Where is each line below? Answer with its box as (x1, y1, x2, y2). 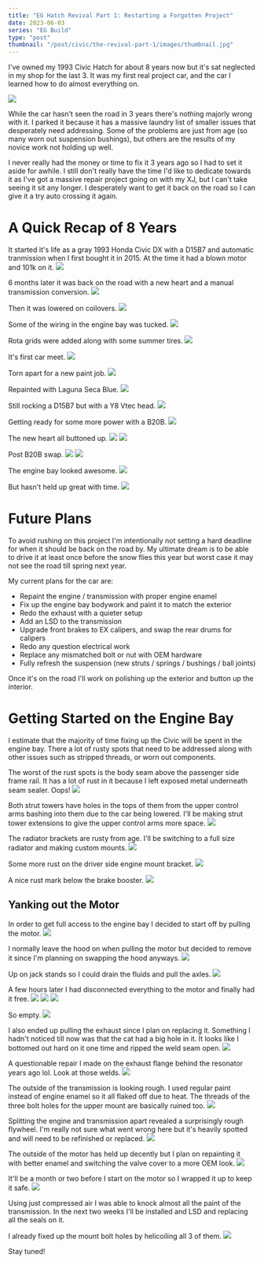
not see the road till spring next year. (8, 561, 127, 570)
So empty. (8, 1010, 42, 1020)
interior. (8, 682, 33, 691)
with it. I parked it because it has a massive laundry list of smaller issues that (8, 117, 256, 127)
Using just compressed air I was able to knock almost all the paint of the (8, 1198, 241, 1207)
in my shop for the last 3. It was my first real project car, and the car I (8, 71, 232, 80)
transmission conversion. (8, 287, 90, 297)
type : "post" (8, 33, 51, 42)
